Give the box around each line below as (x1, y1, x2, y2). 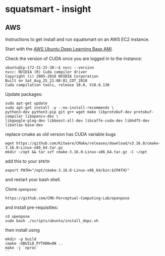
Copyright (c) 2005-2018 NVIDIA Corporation (5, 74, 99, 79)
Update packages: (5, 91, 43, 97)
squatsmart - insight (5, 3, 91, 15)
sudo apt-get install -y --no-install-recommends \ (5, 105, 114, 110)
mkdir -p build (5, 237, 37, 242)
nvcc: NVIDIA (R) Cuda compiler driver (5, 69, 88, 74)
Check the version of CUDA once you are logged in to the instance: (5, 56, 142, 62)
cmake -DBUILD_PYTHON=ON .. (5, 241, 63, 246)
